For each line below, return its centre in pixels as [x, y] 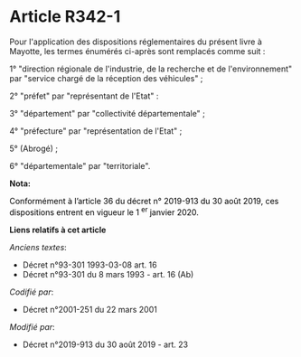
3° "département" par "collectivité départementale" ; [108, 113]
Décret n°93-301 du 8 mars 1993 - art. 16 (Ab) [108, 274]
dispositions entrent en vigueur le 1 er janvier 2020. [104, 211]
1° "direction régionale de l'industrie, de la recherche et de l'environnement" [151, 69]
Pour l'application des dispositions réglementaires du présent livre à [136, 42]
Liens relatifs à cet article [58, 230]
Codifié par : [32, 292]
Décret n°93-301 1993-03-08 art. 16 [89, 265]
